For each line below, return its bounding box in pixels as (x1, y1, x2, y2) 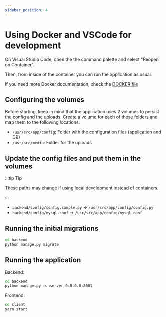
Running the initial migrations (5, 224, 99, 233)
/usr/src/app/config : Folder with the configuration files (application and (12, 129, 161, 135)
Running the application (5, 256, 81, 264)
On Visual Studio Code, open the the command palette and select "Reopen (5, 56, 159, 62)
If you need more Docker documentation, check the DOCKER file (5, 81, 138, 87)
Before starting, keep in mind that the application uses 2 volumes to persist (5, 109, 160, 115)
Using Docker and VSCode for (5, 29, 132, 40)
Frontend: (5, 292, 25, 298)
